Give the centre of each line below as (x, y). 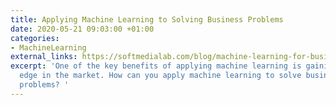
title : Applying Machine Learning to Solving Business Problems (147, 19)
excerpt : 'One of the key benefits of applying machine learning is (156, 66)
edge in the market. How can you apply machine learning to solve (160, 76)
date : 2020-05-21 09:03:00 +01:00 (82, 29)
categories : (35, 38)
